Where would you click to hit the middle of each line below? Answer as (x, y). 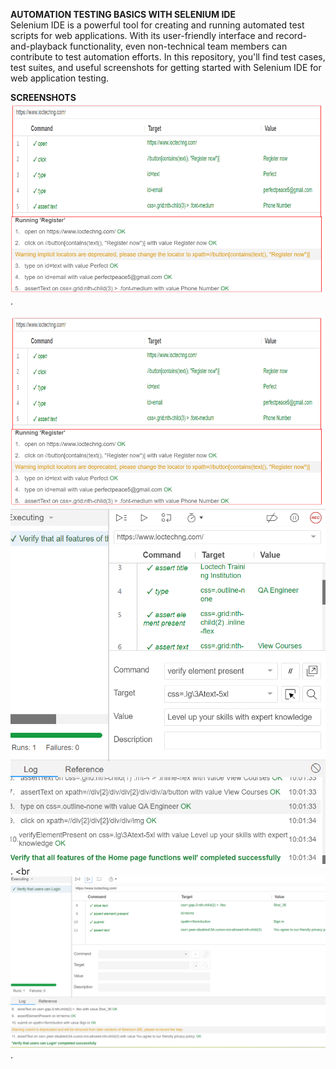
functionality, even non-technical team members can (178, 46)
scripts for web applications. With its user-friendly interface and (142, 35)
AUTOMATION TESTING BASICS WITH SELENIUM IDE (123, 14)
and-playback (39, 46)
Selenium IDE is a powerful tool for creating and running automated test (157, 25)
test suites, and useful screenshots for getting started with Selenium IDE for (166, 67)
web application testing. (60, 78)
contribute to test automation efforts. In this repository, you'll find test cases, (168, 57)
